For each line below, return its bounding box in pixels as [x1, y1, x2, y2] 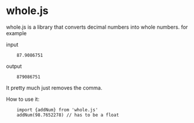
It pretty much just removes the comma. [6, 84, 103, 91]
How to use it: [6, 95, 40, 102]
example [6, 29, 27, 36]
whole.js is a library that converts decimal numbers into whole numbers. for [6, 23, 188, 30]
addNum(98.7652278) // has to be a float [16, 112, 119, 118]
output [6, 63, 22, 70]
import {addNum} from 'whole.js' [16, 107, 98, 112]
